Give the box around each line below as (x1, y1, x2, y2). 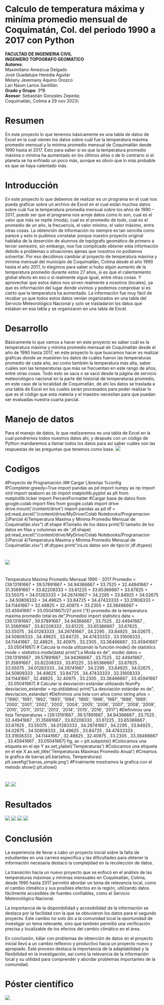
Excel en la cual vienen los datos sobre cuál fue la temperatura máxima (5, 136, 148, 142)
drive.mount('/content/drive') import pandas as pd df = (5, 506, 116, 512)
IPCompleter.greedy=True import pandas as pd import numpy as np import (5, 485, 155, 490)
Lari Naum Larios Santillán (5, 82, 58, 88)
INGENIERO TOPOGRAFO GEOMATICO (5, 56, 84, 62)
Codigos (5, 463, 40, 474)
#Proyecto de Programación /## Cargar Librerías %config (5, 480, 122, 486)
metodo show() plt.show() (5, 764, 57, 770)
